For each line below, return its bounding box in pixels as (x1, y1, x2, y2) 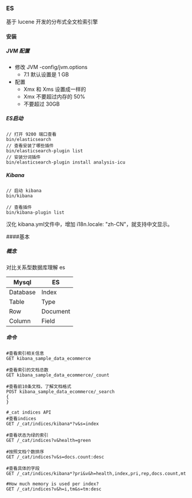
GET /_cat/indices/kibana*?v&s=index (6, 421, 99, 427)
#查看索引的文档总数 (6, 367, 49, 373)
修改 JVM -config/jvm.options (14, 63, 87, 70)
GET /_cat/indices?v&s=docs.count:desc (6, 454, 105, 460)
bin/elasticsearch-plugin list (6, 148, 83, 154)
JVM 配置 (6, 47, 30, 54)
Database (9, 288, 36, 296)
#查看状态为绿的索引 (6, 432, 49, 438)
